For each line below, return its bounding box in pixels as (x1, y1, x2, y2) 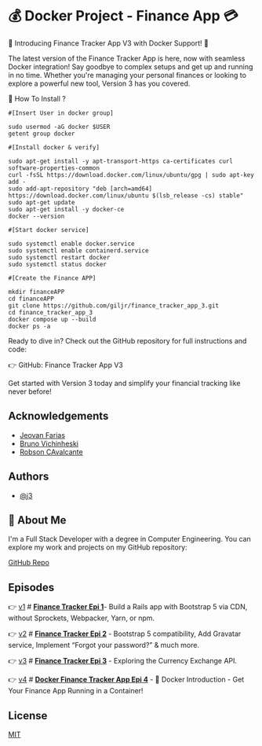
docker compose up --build (8, 315, 96, 323)
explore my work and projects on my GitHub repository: (8, 542, 187, 552)
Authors (8, 470, 49, 483)
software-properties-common (8, 164, 100, 172)
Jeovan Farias (19, 430, 65, 439)
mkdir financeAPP (8, 288, 65, 296)
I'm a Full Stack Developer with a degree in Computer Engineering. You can (8, 535, 251, 544)
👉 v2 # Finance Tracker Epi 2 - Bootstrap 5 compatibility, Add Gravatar (8, 629, 242, 638)
